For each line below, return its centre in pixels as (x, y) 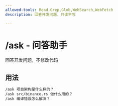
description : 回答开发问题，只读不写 (40, 15)
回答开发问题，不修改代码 (32, 60)
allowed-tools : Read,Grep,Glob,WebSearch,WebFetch (59, 10)
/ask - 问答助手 (36, 45)
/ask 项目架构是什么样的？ (30, 89)
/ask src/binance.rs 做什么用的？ (39, 94)
